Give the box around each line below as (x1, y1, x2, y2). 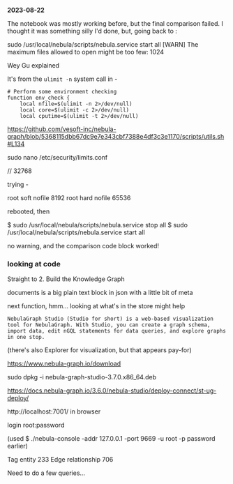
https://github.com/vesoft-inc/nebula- (7, 125, 116, 133)
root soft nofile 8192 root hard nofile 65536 (7, 194, 131, 202)
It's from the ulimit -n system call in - (7, 75, 118, 83)
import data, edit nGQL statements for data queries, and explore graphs (7, 328, 227, 335)
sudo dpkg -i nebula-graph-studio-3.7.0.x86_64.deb (7, 373, 157, 381)
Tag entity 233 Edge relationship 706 (7, 455, 114, 464)
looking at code (7, 259, 61, 269)
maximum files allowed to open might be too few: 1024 (7, 48, 165, 56)
